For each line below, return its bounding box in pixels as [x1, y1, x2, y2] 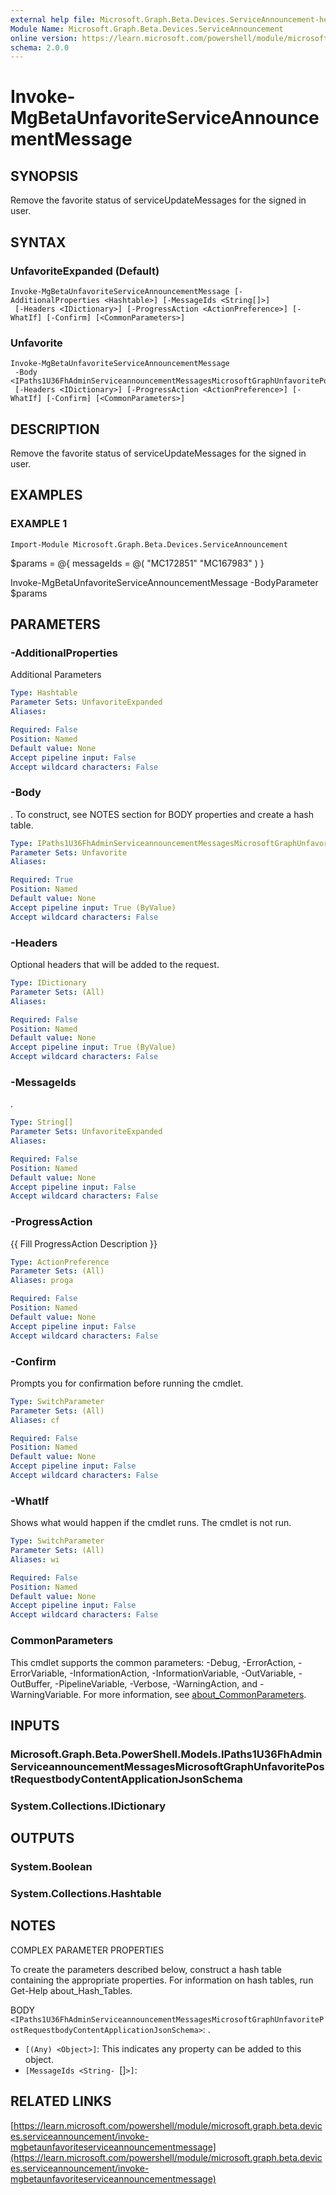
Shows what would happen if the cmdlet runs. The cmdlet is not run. [10, 1517, 292, 1529]
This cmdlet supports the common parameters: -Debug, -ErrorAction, [10, 1656, 297, 1668]
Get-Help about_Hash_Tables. [10, 1984, 133, 1996]
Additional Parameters [10, 669, 102, 681]
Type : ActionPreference [10, 1257, 110, 1267]
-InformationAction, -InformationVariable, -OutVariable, [69, 1667, 297, 1679]
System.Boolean [10, 1860, 93, 1874]
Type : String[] [10, 1117, 74, 1128]
